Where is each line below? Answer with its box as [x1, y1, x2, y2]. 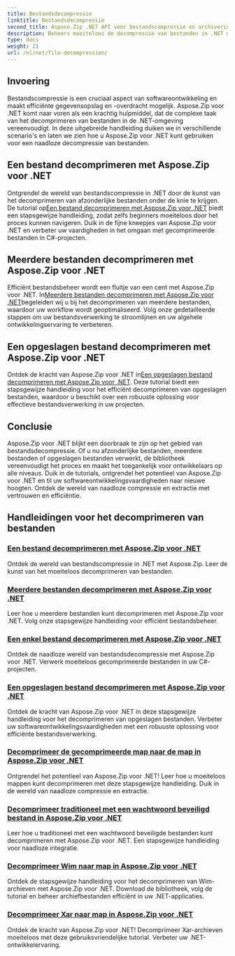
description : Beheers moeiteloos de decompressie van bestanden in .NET [7, 29, 224, 37]
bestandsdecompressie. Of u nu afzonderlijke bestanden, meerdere [7, 446, 203, 455]
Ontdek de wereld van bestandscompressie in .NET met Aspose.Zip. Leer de [7, 559, 228, 568]
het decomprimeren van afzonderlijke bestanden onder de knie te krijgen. [7, 196, 220, 204]
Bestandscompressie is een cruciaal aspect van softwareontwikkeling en [7, 94, 218, 102]
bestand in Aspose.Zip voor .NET [7, 813, 122, 823]
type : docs [7, 36, 39, 43]
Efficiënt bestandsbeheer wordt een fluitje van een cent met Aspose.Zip [7, 283, 215, 292]
